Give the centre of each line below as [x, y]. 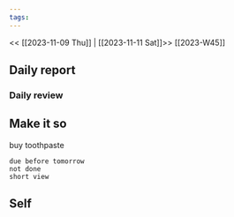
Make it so [38, 124]
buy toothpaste [37, 145]
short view [29, 176]
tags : [19, 17]
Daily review [36, 95]
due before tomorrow [47, 161]
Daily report [42, 70]
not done [25, 168]
